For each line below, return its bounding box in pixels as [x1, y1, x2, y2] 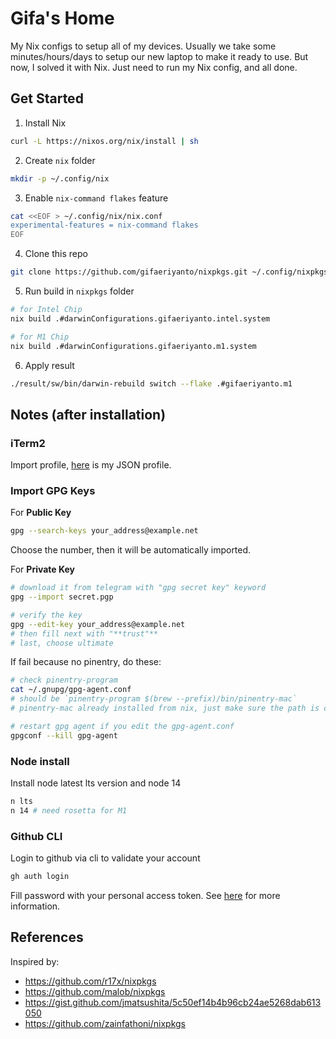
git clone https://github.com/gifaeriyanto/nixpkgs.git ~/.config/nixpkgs [10, 267, 329, 277]
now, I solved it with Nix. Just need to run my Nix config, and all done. [10, 61, 298, 73]
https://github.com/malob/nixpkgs [24, 985, 166, 997]
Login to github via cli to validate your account [10, 852, 201, 864]
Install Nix [24, 117, 67, 129]
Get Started [10, 90, 84, 107]
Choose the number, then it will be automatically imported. [10, 544, 252, 556]
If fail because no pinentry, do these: [10, 656, 162, 668]
